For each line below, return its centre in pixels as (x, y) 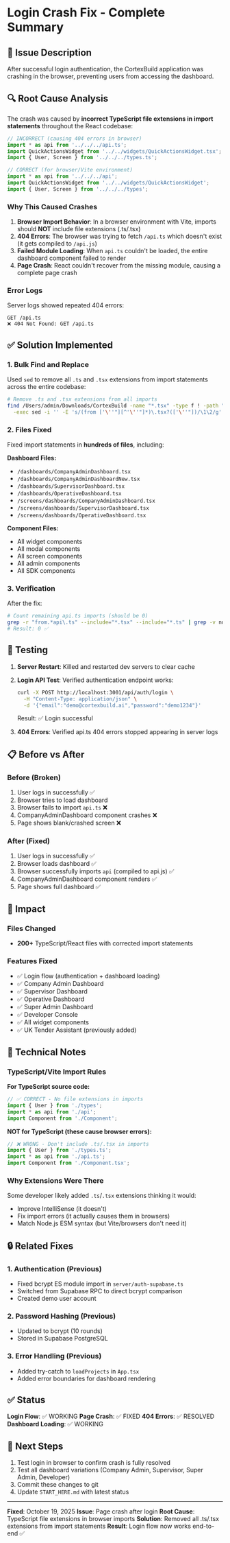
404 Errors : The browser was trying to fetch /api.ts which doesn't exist (119, 236)
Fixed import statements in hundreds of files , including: (86, 445)
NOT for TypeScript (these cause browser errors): (79, 1131)
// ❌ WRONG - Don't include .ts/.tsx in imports (78, 1144)
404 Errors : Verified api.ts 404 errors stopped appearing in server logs (117, 732)
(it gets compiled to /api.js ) (57, 244)
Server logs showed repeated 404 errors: (66, 305)
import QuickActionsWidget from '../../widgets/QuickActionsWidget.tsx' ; (115, 151)
